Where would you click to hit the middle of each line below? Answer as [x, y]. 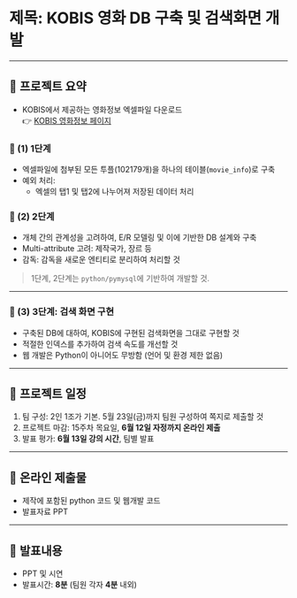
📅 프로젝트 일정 [48, 394]
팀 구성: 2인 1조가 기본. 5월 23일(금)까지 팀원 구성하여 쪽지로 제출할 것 [142, 417]
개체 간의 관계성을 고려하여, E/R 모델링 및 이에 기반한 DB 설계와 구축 [139, 238]
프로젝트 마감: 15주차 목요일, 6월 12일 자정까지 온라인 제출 [121, 428]
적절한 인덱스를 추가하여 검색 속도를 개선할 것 [100, 344]
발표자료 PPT [45, 512]
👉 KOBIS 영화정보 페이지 [67, 120]
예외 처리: [38, 180]
